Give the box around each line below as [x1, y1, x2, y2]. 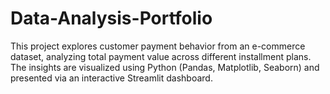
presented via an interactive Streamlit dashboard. [10, 72, 213, 84]
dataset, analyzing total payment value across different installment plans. [10, 50, 312, 62]
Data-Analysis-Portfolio [10, 7, 213, 30]
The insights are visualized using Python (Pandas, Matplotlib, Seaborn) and [10, 61, 320, 73]
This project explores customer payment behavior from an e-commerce [10, 40, 306, 52]
